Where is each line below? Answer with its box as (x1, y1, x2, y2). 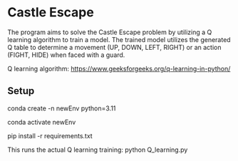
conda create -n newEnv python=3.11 (7, 104, 116, 113)
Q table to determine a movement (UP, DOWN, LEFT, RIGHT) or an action (7, 43, 222, 51)
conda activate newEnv (7, 118, 76, 126)
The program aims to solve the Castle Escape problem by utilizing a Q (7, 28, 212, 36)
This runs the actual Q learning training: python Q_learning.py (7, 145, 188, 154)
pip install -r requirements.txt (7, 131, 93, 140)
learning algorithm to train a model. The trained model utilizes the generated (7, 35, 231, 43)
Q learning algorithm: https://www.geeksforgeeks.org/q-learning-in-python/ (7, 64, 231, 73)
